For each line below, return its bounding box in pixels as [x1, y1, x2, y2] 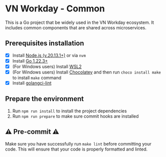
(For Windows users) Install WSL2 [12, 63, 82, 70]
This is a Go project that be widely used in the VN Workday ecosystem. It [5, 19, 155, 25]
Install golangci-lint [12, 80, 52, 86]
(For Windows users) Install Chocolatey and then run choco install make [12, 69, 161, 75]
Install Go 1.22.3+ [12, 58, 48, 64]
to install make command [12, 75, 62, 80]
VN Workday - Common [5, 3, 105, 14]
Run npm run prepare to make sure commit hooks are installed [12, 113, 139, 119]
